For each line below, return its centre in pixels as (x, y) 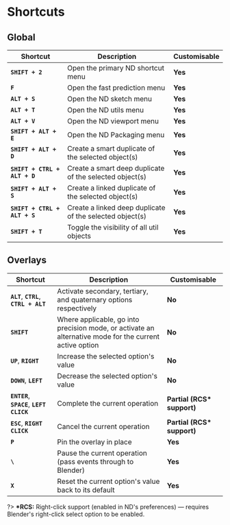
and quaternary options (95, 300)
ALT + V (23, 121)
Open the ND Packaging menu (116, 135)
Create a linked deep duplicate (116, 208)
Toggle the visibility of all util (113, 227)
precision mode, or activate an (106, 328)
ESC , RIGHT (27, 423)
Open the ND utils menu (106, 110)
